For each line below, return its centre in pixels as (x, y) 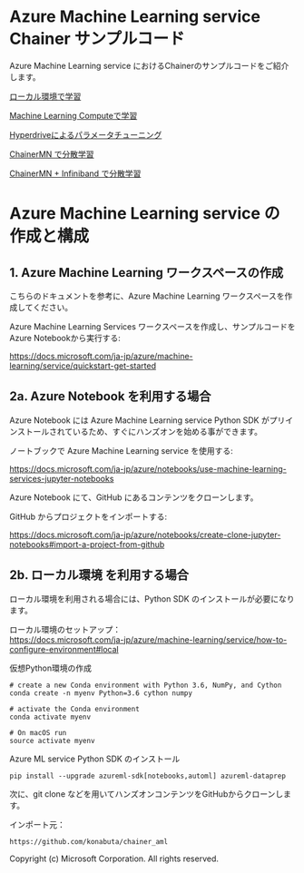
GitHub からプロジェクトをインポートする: (88, 516)
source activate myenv (52, 741)
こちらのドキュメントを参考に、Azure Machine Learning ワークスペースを (147, 296)
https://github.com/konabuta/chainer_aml (89, 841)
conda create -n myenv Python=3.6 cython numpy (101, 693)
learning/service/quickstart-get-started (83, 366)
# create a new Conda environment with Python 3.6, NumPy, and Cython (146, 685)
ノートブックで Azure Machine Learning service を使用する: (121, 450)
